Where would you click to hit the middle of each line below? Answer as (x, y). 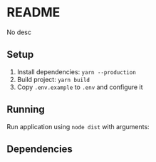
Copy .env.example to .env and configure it (80, 87)
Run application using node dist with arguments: (78, 126)
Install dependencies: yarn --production (76, 71)
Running (26, 110)
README (33, 12)
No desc (19, 32)
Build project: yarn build (53, 79)
